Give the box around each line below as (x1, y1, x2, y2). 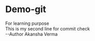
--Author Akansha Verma (5, 31, 58, 37)
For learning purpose (5, 20, 49, 26)
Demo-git (5, 4, 47, 15)
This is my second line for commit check (5, 25, 90, 31)
